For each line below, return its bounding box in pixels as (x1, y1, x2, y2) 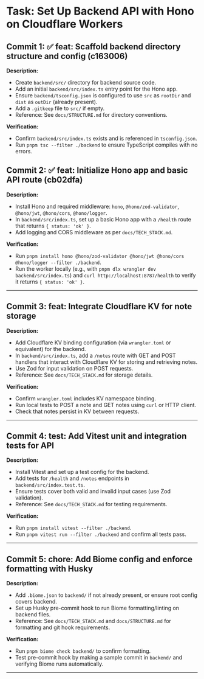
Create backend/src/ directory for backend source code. (15, 79, 157, 86)
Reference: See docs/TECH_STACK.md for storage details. (15, 371, 153, 378)
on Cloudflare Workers (6, 17, 123, 31)
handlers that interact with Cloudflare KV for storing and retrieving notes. (15, 358, 198, 366)
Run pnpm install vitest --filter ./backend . (15, 524, 132, 532)
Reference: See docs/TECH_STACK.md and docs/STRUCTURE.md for (15, 618, 172, 625)
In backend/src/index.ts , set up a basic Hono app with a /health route (15, 215, 192, 223)
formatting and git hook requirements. (15, 624, 110, 631)
